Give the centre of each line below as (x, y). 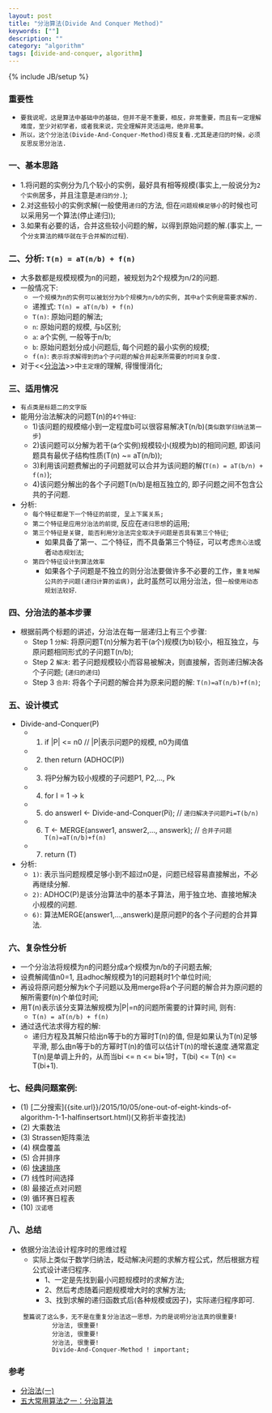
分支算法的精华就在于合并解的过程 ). (78, 235)
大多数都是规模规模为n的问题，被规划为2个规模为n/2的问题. (120, 277)
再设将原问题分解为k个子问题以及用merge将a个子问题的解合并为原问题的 (141, 987)
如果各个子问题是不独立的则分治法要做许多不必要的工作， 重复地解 (152, 571)
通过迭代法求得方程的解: (60, 1027)
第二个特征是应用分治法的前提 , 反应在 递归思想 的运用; (111, 523)
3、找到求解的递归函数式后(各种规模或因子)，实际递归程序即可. (149, 1300)
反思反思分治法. (43, 144)
